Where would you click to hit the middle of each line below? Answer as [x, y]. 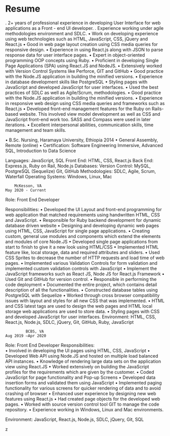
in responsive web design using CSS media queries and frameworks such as [85, 103]
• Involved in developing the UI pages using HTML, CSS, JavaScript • [78, 350]
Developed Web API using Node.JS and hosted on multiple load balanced [82, 356]
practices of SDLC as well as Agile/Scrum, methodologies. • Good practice [83, 92]
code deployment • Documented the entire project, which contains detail [81, 284]
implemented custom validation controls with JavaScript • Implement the [81, 268]
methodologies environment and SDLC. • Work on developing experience [82, 33]
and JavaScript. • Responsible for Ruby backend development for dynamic [83, 220]
